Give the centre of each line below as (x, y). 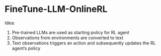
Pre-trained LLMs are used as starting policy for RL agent (71, 32)
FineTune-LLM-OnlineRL (56, 9)
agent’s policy (26, 48)
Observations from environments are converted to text (68, 38)
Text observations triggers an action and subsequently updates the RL (84, 43)
